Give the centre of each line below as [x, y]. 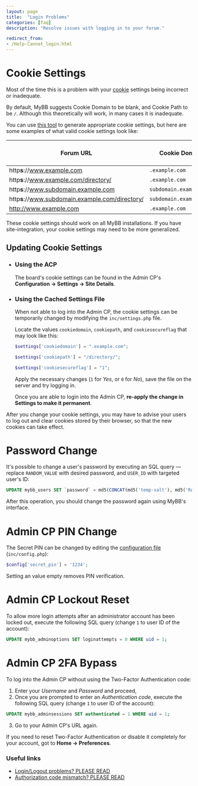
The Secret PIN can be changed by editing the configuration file [83, 548]
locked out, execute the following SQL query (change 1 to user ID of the [93, 622]
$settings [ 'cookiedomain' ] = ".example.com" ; [71, 346]
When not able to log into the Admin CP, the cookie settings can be [96, 311]
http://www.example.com [44, 208]
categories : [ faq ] [29, 22]
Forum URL [76, 152]
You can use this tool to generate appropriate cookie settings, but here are [96, 125]
